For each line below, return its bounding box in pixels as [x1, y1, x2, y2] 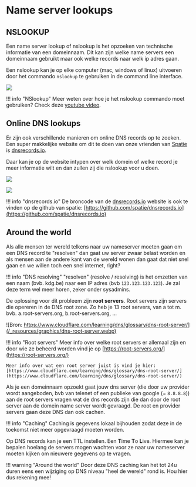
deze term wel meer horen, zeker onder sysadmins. [6, 286, 131, 293]
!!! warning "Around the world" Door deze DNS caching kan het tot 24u [6, 461, 177, 468]
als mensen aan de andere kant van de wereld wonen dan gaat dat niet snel [6, 256, 189, 263]
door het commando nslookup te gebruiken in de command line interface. [6, 73, 183, 79]
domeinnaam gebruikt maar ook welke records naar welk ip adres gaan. [6, 55, 180, 62]
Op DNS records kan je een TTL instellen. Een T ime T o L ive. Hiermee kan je [6, 437, 189, 445]
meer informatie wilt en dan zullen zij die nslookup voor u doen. [6, 164, 160, 171]
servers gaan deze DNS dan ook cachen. [6, 408, 106, 415]
